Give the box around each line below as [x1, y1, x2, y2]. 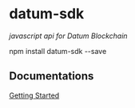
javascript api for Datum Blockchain [9, 31, 128, 40]
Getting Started [9, 91, 60, 100]
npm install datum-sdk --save [9, 46, 107, 56]
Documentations [9, 69, 94, 83]
